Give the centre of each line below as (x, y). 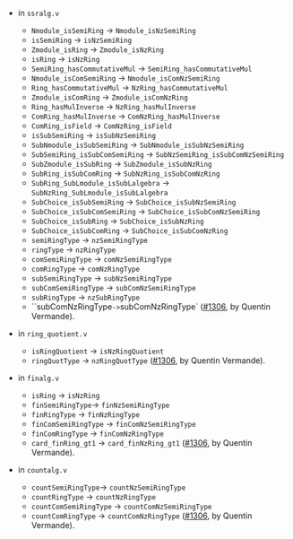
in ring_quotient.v (52, 334)
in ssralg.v (39, 13)
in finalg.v (39, 378)
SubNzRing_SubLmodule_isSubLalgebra (99, 193)
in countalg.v (42, 469)
